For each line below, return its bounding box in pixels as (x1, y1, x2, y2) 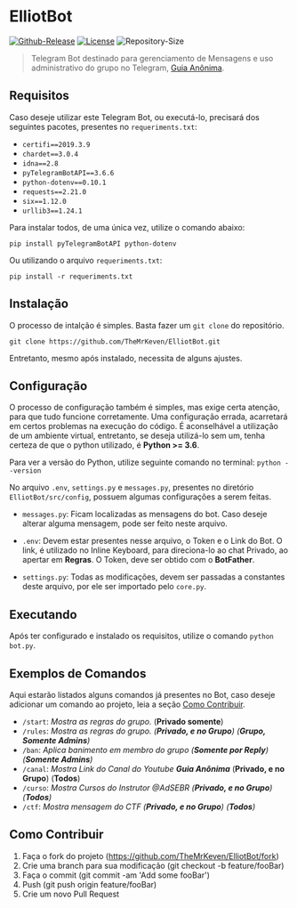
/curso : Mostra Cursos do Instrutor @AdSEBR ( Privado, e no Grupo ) (21, 782, 273, 793)
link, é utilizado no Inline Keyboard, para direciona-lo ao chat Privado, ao (21, 545, 289, 555)
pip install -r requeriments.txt (9, 272, 133, 281)
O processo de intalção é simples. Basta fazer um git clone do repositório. (9, 320, 285, 330)
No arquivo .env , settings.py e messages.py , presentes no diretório (9, 482, 254, 493)
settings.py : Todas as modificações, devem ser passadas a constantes (21, 572, 285, 582)
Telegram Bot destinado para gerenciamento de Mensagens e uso (30, 53, 274, 63)
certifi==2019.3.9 (21, 140, 91, 149)
